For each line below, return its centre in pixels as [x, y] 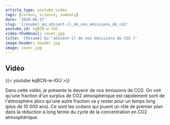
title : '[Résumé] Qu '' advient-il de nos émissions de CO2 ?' [72, 39]
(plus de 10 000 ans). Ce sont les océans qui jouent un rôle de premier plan [84, 107]
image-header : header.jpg [33, 43]
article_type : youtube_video [36, 10]
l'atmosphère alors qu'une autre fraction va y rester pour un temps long [80, 101]
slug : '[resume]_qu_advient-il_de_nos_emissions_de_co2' [67, 24]
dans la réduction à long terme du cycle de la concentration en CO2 [76, 112]
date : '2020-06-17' [26, 19]
